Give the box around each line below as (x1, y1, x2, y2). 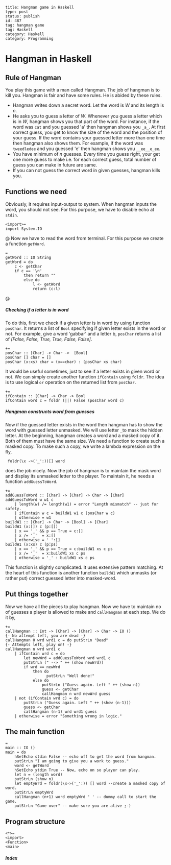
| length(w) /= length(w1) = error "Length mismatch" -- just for (14, 501, 159, 507)
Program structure (5, 817, 65, 826)
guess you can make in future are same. (12, 162, 97, 168)
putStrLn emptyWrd (14, 790, 54, 795)
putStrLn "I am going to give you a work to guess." (14, 759, 129, 764)
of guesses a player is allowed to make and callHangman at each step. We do (5, 609, 166, 615)
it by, (5, 614, 16, 620)
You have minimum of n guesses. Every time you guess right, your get (12, 151, 160, 157)
